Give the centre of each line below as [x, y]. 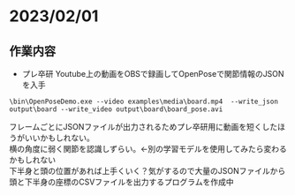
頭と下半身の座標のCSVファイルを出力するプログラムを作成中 [121, 182]
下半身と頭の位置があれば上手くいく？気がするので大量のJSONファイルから [147, 171]
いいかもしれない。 [59, 138]
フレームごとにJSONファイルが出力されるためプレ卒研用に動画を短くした [144, 127]
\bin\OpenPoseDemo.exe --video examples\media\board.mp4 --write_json [144, 101]
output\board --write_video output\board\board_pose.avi [116, 109]
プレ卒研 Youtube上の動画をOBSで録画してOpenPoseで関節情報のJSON [153, 74]
